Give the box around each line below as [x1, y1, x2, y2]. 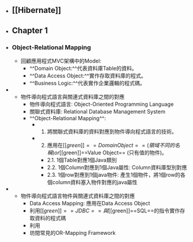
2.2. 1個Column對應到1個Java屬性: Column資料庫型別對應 [47, 164, 188, 171]
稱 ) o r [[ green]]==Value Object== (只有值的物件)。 [47, 149, 168, 156]
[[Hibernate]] [11, 5, 62, 15]
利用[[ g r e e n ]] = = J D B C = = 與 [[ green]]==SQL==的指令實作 [29, 207, 181, 214]
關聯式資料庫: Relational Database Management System [29, 108, 166, 115]
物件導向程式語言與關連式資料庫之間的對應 [20, 93, 125, 101]
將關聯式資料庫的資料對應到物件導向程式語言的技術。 [47, 128, 177, 135]
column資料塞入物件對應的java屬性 [52, 179, 138, 186]
